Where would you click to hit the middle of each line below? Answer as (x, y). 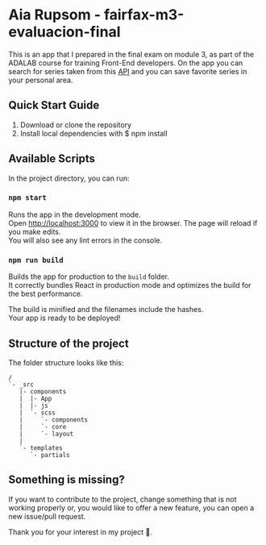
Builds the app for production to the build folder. (89, 277)
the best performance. (46, 294)
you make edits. (35, 231)
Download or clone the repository (75, 125)
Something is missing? (66, 480)
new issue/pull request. (47, 516)
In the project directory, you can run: (69, 178)
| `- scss (37, 413)
